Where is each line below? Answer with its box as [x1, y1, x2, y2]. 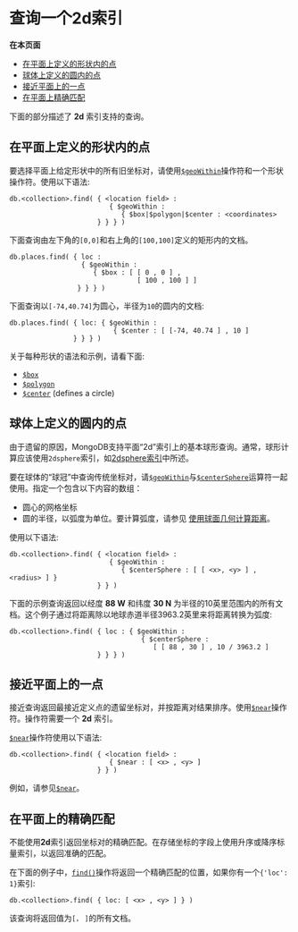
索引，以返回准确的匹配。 [16, 848, 112, 859]
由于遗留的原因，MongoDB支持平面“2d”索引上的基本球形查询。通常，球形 [9, 441, 281, 452]
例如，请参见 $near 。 [9, 783, 85, 793]
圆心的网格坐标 [21, 502, 78, 513]
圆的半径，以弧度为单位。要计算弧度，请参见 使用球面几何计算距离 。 [21, 513, 275, 523]
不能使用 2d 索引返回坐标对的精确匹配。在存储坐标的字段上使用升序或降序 [9, 837, 277, 848]
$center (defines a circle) [21, 387, 115, 398]
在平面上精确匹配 [21, 91, 86, 103]
